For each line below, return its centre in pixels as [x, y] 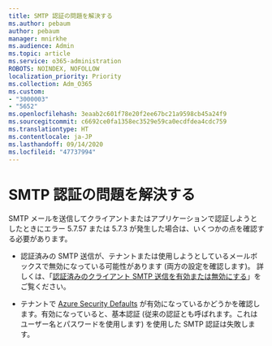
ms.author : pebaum [39, 24]
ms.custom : [27, 91]
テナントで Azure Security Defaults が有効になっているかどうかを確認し [140, 304]
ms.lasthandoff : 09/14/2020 [56, 144]
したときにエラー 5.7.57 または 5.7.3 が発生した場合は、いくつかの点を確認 [133, 229]
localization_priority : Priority [65, 76]
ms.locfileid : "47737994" [52, 152]
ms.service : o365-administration [65, 62]
